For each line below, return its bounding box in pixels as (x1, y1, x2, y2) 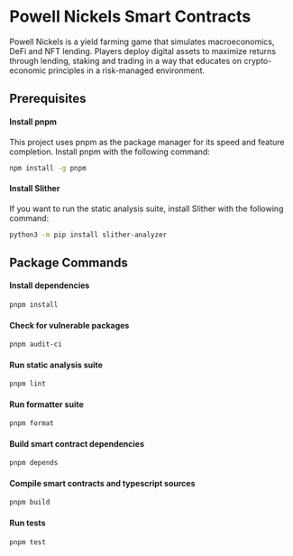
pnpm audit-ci (9, 340, 63, 349)
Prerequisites (9, 91, 87, 107)
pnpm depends (9, 459, 59, 468)
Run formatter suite (9, 399, 84, 410)
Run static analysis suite (9, 359, 104, 370)
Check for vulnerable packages (9, 320, 130, 330)
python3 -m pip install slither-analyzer (9, 230, 168, 239)
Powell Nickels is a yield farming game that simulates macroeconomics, (9, 36, 275, 47)
